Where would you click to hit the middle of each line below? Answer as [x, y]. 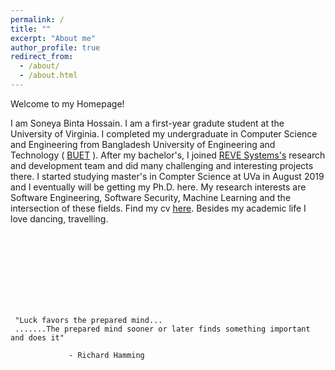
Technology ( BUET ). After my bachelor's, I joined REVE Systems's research [168, 155]
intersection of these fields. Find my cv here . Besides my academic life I [158, 208]
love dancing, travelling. [59, 218]
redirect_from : [42, 57]
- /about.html [48, 76]
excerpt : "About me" [53, 38]
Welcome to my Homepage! [67, 103]
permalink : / [37, 19]
